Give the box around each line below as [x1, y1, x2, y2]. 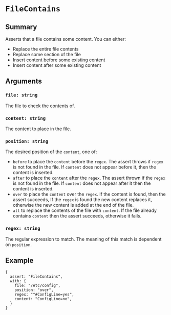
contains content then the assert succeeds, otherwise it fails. [12, 213, 142, 219]
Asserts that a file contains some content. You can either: [5, 36, 126, 42]
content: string [5, 115, 46, 121]
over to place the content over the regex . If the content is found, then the [12, 191, 166, 198]
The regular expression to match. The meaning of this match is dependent [5, 236, 162, 242]
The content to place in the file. [5, 126, 71, 132]
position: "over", [14, 287, 54, 293]
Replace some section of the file [12, 52, 81, 57]
